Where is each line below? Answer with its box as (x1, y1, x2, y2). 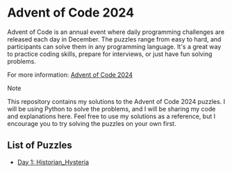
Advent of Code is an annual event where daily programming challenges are (7, 28, 224, 36)
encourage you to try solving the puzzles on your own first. (7, 119, 176, 127)
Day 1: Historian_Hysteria (17, 158, 89, 166)
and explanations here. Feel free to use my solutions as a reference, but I (7, 112, 216, 120)
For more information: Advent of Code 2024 (7, 71, 133, 79)
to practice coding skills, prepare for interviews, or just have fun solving (7, 50, 213, 58)
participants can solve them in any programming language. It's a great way (7, 42, 222, 51)
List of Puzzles (7, 140, 72, 152)
